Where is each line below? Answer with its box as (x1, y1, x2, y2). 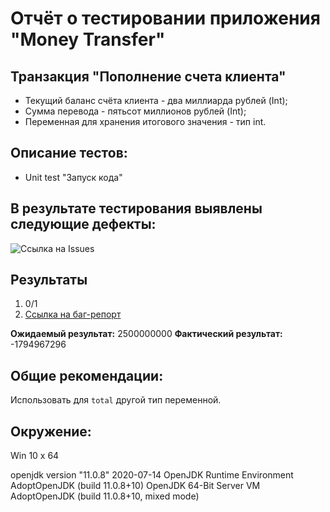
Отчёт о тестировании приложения (10, 7, 321, 30)
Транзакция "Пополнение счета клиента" (10, 68, 287, 85)
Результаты (10, 272, 88, 289)
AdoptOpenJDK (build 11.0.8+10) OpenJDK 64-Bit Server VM (10, 480, 261, 492)
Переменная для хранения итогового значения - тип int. (24, 116, 267, 127)
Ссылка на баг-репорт (24, 308, 122, 321)
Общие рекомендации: (10, 367, 164, 384)
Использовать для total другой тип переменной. (10, 394, 222, 406)
